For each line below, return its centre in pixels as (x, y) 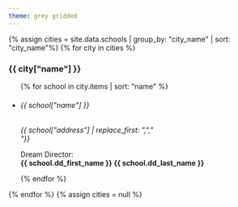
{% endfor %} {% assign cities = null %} (76, 195)
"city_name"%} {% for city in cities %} (72, 47)
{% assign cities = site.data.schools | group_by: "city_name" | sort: (119, 39)
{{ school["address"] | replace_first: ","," (87, 130)
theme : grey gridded (43, 16)
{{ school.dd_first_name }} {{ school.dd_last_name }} (112, 163)
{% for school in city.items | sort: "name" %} (94, 86)
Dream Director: (47, 154)
